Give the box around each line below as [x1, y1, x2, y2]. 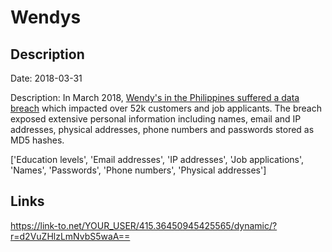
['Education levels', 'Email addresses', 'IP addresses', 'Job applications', [10, 154, 305, 165]
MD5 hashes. [10, 134, 65, 146]
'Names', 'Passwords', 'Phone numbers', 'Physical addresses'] [10, 164, 267, 176]
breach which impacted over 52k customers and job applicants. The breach [10, 102, 322, 114]
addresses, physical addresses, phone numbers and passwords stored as [10, 124, 315, 135]
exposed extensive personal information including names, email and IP [10, 113, 302, 125]
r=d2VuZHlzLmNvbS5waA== [10, 230, 131, 242]
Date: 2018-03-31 [10, 72, 83, 84]
